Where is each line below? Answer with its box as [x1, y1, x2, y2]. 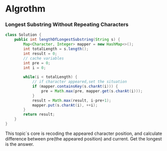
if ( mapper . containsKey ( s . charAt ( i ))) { [32, 84, 118, 89]
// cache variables [23, 56, 64, 61]
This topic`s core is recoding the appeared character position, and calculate [5, 130, 162, 136]
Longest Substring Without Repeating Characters [5, 21, 129, 28]
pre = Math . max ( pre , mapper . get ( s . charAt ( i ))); [41, 89, 143, 94]
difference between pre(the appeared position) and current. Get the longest [5, 135, 162, 141]
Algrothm [5, 3, 46, 15]
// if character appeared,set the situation [32, 79, 127, 85]
